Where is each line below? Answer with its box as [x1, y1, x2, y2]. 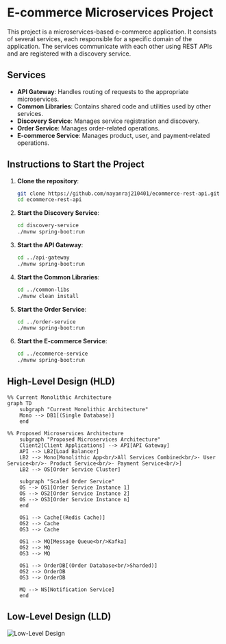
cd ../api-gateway [16, 254, 70, 262]
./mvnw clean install [16, 292, 79, 299]
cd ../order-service [16, 318, 76, 325]
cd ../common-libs [16, 286, 70, 293]
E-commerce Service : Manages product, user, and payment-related [16, 131, 210, 139]
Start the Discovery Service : [16, 209, 99, 217]
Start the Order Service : [16, 305, 87, 313]
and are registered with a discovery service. [7, 49, 131, 58]
